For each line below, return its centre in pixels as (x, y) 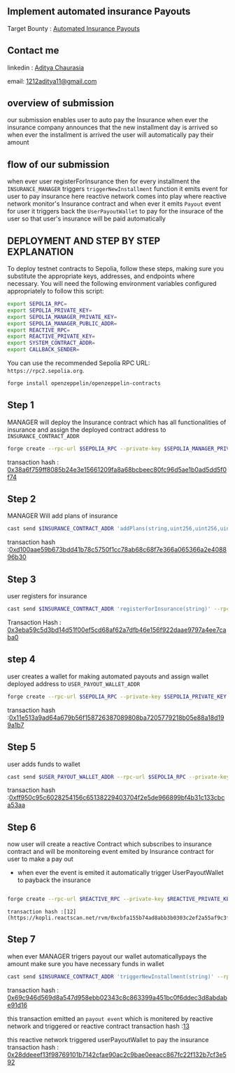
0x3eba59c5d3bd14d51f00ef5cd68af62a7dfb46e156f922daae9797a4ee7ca (117, 630)
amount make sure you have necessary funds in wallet (86, 963)
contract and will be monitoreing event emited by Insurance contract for (111, 852)
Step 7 (22, 939)
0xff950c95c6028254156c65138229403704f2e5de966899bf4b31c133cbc (117, 798)
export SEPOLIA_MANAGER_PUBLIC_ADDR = (62, 323)
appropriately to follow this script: (56, 291)
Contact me (33, 51)
